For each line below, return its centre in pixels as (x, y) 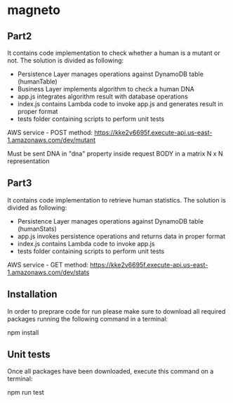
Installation (32, 294)
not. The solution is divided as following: (66, 60)
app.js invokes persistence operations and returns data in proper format (121, 236)
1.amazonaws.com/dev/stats (48, 272)
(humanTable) (37, 82)
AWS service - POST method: (50, 133)
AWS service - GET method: (48, 264)
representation (28, 161)
